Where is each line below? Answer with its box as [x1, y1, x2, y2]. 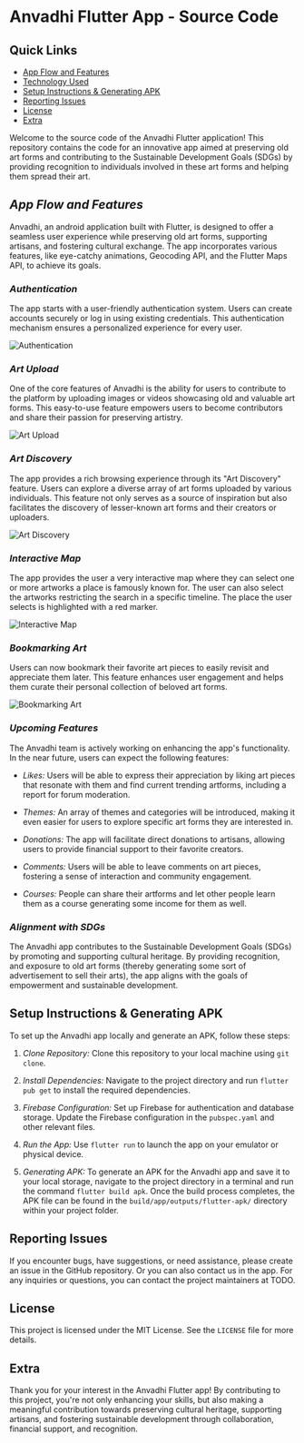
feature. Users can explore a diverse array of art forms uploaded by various [9, 483, 292, 494]
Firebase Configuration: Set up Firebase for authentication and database [22, 1102, 295, 1113]
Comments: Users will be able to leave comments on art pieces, [22, 860, 261, 872]
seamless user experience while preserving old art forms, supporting [9, 231, 268, 241]
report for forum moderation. [22, 789, 131, 800]
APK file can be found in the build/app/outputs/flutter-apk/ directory [22, 1195, 288, 1206]
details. [9, 1334, 37, 1345]
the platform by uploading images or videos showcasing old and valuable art [9, 393, 295, 404]
